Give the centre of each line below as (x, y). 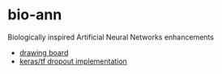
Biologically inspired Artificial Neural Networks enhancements (111, 37)
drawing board (44, 52)
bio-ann (35, 15)
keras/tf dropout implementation (73, 61)
